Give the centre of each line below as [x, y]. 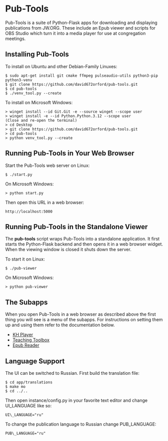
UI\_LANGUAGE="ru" [24, 415]
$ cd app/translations [29, 382]
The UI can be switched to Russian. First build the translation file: [72, 373]
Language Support [35, 361]
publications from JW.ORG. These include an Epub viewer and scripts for [80, 28]
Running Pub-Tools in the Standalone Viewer [76, 227]
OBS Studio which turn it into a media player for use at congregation [75, 33]
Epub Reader [26, 345]
